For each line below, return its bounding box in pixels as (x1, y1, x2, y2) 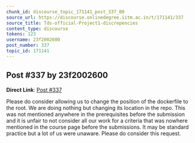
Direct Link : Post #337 (6, 86, 62, 93)
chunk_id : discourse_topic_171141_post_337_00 (6, 8, 125, 15)
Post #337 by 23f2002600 (6, 70, 109, 81)
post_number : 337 (6, 43, 50, 49)
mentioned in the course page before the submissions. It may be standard (6, 123, 189, 130)
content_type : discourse (6, 25, 68, 32)
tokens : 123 (6, 31, 36, 37)
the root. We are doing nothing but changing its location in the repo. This (6, 104, 186, 111)
